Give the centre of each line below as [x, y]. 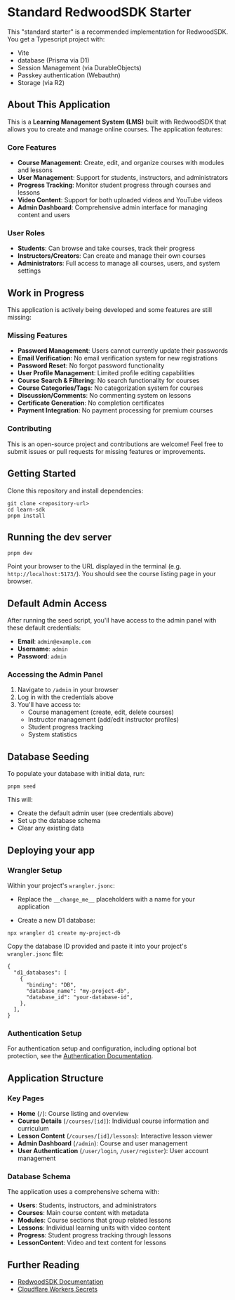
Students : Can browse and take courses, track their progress [106, 248]
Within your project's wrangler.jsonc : [61, 885]
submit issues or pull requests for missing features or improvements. [106, 451]
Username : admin [42, 649]
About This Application [59, 105]
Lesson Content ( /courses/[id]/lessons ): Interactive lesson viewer [115, 1136]
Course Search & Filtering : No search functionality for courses [108, 381]
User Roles [26, 233]
